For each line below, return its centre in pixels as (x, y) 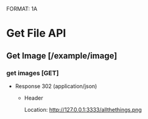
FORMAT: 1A (22, 9)
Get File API (36, 33)
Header (34, 98)
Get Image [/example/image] (62, 56)
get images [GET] (33, 73)
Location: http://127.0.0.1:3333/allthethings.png (83, 109)
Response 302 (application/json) (56, 86)
